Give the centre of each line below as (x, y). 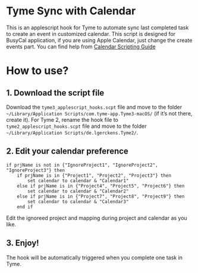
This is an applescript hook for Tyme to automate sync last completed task (98, 27)
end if (25, 207)
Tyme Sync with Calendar (71, 11)
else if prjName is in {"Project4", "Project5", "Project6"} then (101, 186)
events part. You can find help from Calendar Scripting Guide (81, 47)
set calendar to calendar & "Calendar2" (78, 191)
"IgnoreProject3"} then (36, 170)
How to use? (37, 71)
